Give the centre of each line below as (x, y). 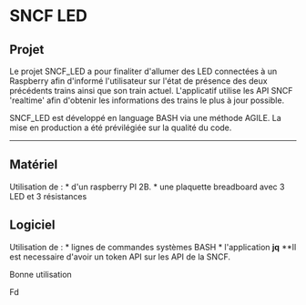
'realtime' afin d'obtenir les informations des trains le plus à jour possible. (147, 100)
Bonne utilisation (41, 274)
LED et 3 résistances (48, 196)
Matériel (34, 165)
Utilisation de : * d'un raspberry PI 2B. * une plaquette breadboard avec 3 (147, 187)
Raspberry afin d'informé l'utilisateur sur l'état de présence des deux (138, 81)
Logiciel (32, 225)
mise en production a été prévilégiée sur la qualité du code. (121, 127)
